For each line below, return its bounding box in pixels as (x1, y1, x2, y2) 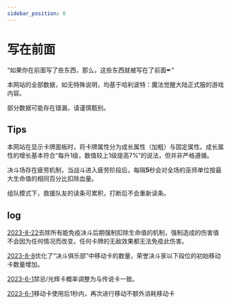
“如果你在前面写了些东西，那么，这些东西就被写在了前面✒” (7, 66, 175, 74)
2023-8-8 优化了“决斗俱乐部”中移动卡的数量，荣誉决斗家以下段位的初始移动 (7, 252, 221, 260)
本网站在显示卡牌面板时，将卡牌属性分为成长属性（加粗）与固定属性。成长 (7, 143, 218, 151)
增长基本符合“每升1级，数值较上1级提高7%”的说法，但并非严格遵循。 (19, 152, 213, 160)
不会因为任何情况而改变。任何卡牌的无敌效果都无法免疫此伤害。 (7, 237, 188, 246)
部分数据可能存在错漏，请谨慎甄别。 (7, 104, 110, 112)
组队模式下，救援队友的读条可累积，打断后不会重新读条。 (7, 189, 170, 198)
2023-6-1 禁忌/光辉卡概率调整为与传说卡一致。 (7, 275, 139, 283)
